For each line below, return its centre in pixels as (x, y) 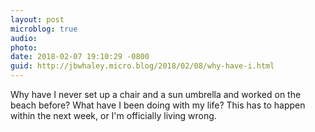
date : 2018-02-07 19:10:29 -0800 (80, 57)
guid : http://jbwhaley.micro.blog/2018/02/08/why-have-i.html (142, 66)
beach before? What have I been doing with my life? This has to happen (158, 105)
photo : (24, 47)
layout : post (37, 19)
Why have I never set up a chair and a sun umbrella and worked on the (156, 94)
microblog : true (44, 29)
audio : (24, 38)
